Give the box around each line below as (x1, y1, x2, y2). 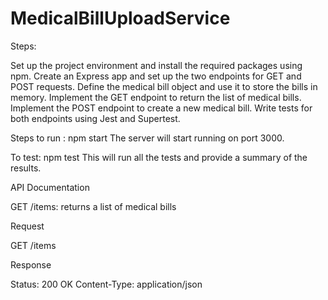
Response (10, 258, 52, 271)
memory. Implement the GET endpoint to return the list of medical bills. (10, 91, 302, 103)
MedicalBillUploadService (10, 7, 231, 30)
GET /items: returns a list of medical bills (10, 200, 177, 212)
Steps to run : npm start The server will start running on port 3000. (10, 132, 285, 144)
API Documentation (10, 181, 90, 193)
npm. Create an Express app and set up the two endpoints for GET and (10, 70, 302, 82)
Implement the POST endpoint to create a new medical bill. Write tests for (10, 102, 313, 114)
